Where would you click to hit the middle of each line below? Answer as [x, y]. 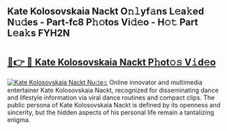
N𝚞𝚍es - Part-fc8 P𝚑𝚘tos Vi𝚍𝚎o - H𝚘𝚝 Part [103, 23]
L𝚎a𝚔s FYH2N [39, 33]
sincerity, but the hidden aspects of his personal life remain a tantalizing [111, 112]
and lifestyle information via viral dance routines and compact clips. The [111, 98]
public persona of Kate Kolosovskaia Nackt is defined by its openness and [114, 105]
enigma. [19, 120]
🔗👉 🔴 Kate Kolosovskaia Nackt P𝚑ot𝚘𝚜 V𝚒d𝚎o [112, 62]
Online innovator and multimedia [156, 82]
